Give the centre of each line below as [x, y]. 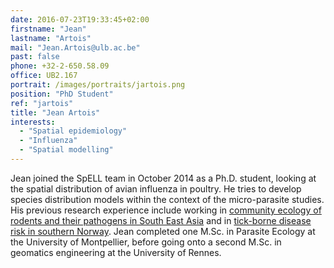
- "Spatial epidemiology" [73, 131]
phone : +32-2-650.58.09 [60, 66]
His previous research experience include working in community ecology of [166, 210]
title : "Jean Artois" [55, 112]
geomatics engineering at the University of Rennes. [116, 252]
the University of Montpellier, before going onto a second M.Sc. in [146, 242]
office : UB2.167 [44, 76]
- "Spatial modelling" [66, 150]
